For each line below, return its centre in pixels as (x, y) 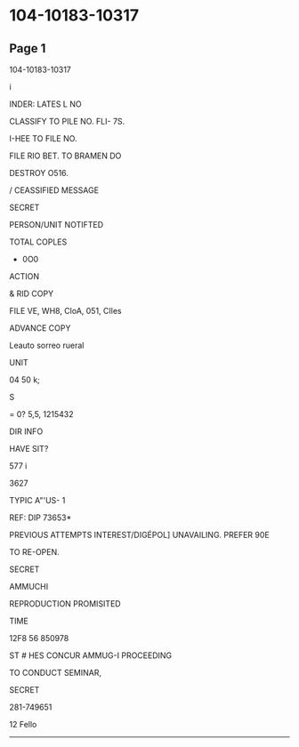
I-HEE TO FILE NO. (43, 138)
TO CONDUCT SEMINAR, (56, 673)
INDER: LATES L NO (45, 104)
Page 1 (28, 48)
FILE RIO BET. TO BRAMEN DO (65, 156)
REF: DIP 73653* (40, 518)
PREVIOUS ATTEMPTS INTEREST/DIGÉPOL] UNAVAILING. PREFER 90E (139, 535)
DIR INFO (26, 431)
